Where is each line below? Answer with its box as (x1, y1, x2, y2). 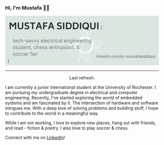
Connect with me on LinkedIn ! (5, 135, 65, 141)
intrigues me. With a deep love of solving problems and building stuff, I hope (5, 105, 159, 111)
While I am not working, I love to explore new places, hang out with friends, (5, 120, 156, 126)
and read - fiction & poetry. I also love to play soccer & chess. (5, 125, 129, 131)
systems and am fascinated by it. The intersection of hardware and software (5, 100, 159, 106)
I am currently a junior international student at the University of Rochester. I (5, 84, 156, 90)
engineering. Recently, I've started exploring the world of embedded (5, 95, 143, 101)
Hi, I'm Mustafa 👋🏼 (5, 4, 50, 11)
